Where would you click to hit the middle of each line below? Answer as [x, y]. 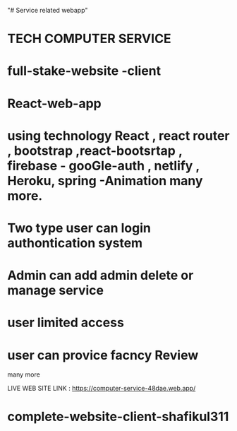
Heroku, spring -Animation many [105, 181]
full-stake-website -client [84, 71]
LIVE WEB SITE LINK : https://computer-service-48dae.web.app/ [102, 389]
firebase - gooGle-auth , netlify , [103, 166]
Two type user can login [79, 228]
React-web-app [55, 104]
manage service [56, 291]
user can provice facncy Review [103, 355]
